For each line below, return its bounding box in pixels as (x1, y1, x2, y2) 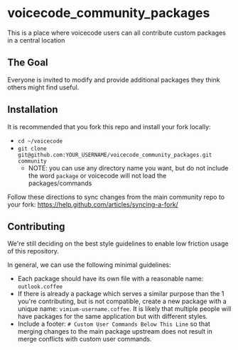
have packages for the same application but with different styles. (17, 312, 208, 321)
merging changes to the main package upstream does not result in (17, 327, 213, 336)
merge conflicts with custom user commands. (17, 335, 152, 344)
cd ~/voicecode (17, 137, 63, 145)
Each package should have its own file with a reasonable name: (17, 275, 204, 283)
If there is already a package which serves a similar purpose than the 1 (17, 290, 225, 298)
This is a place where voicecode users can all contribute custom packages (7, 28, 226, 37)
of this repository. (7, 247, 59, 256)
